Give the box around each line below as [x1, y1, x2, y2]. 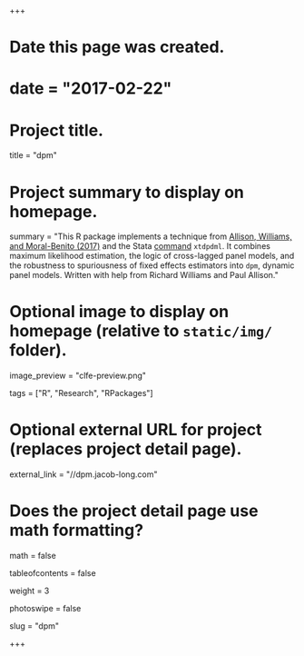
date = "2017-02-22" [9, 78, 172, 99]
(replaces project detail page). [9, 439, 242, 460]
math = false [9, 551, 56, 562]
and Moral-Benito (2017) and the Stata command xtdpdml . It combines [9, 241, 270, 252]
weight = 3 [9, 585, 50, 596]
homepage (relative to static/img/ [9, 321, 273, 342]
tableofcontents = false [9, 568, 97, 579]
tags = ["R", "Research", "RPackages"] [9, 388, 153, 399]
